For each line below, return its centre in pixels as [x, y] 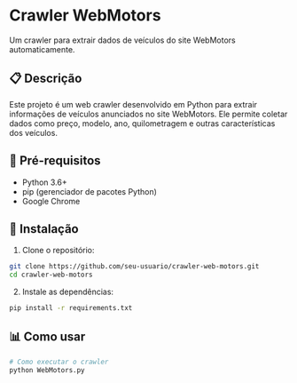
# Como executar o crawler [59, 362]
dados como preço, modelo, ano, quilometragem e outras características [142, 123]
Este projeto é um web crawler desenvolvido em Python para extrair [133, 104]
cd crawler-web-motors [51, 275]
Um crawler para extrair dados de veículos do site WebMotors [123, 40]
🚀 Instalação [44, 229]
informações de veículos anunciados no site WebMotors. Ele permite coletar [148, 114]
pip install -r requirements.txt [71, 308]
